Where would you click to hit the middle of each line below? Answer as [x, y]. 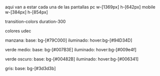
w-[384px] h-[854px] [27, 12]
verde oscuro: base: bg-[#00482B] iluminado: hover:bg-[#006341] [72, 59]
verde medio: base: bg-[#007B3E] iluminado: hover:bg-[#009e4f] [71, 50]
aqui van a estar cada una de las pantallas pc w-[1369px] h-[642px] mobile [80, 7]
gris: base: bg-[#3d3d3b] [31, 68]
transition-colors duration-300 [35, 22]
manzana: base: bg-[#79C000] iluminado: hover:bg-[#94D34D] [69, 40]
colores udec [18, 31]
